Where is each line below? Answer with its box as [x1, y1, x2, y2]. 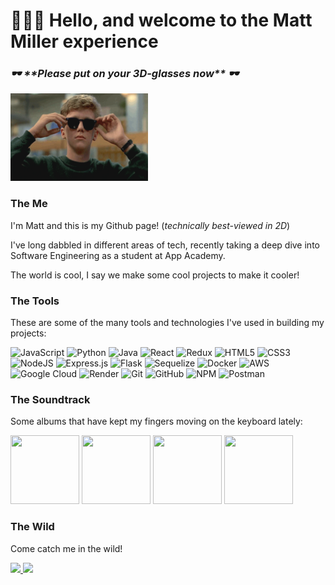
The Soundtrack [10, 393, 91, 406]
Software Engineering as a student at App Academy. [10, 249, 226, 261]
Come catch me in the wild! [10, 542, 123, 554]
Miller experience [10, 30, 159, 53]
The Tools [10, 294, 60, 308]
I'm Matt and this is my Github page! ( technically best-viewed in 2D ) [10, 219, 291, 231]
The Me [10, 197, 48, 211]
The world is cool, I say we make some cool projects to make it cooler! [10, 269, 300, 281]
